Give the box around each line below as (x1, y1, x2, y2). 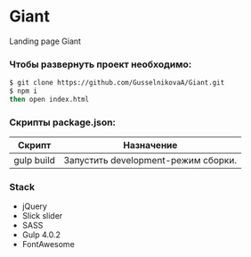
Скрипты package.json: (9, 116, 117, 128)
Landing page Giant (9, 36, 82, 46)
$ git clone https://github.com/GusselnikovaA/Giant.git (9, 79, 225, 87)
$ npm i (9, 87, 38, 95)
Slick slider (21, 211, 63, 221)
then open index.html (9, 95, 90, 104)
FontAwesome (21, 239, 76, 250)
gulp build (13, 154, 56, 167)
